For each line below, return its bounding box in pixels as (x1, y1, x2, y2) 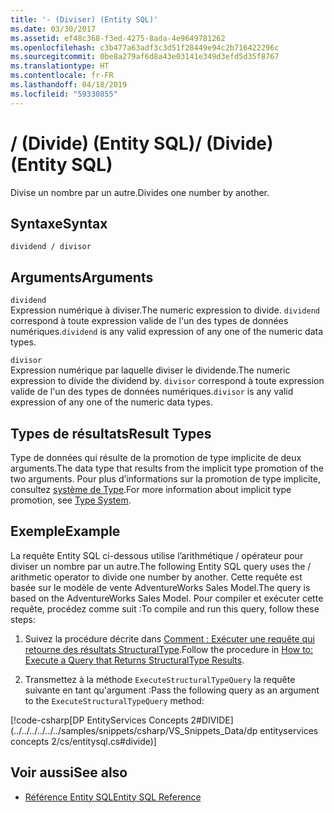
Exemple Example (10, 523, 121, 540)
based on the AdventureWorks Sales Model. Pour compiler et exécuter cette (10, 592, 324, 604)
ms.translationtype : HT (10, 61, 110, 71)
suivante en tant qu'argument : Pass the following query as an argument (24, 684, 320, 696)
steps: (10, 613, 36, 625)
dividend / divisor (10, 242, 92, 252)
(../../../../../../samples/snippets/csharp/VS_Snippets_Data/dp (10, 724, 258, 736)
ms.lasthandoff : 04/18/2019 (10, 80, 128, 90)
